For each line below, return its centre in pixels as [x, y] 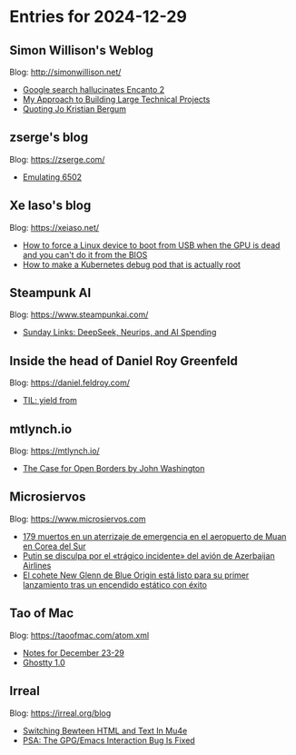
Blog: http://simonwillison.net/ [65, 72]
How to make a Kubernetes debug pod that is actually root [131, 264]
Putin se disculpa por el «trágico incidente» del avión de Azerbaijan [148, 555]
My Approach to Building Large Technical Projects [116, 99]
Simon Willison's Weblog [82, 50]
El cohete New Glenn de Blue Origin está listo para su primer [136, 575]
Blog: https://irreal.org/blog [60, 713]
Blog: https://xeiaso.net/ [54, 227]
